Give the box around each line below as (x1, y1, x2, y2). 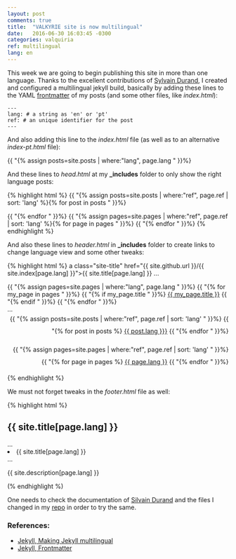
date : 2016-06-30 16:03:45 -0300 (7, 29, 112, 37)
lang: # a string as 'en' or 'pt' (7, 110, 109, 118)
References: (7, 520, 51, 530)
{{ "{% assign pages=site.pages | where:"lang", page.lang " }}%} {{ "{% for (7, 282, 226, 291)
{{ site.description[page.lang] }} (7, 468, 100, 477)
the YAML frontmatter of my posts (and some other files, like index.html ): (7, 90, 218, 99)
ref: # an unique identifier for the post (7, 116, 133, 123)
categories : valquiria (7, 36, 74, 43)
